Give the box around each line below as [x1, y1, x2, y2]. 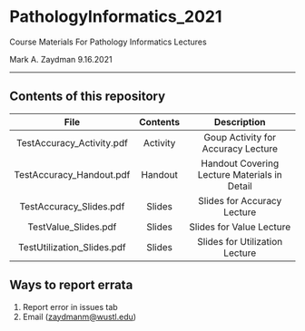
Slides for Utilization [197, 235, 283, 248]
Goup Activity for [203, 131, 277, 143]
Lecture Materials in [197, 168, 283, 180]
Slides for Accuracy [198, 194, 282, 207]
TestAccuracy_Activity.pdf [16, 136, 129, 149]
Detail [227, 180, 252, 192]
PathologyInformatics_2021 [9, 6, 222, 27]
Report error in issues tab [22, 301, 118, 312]
